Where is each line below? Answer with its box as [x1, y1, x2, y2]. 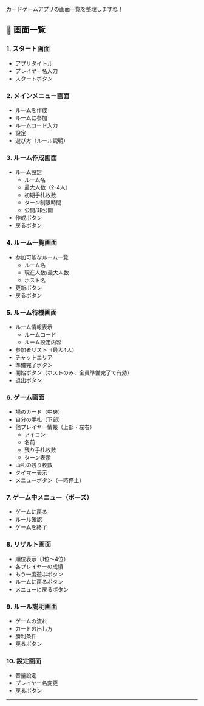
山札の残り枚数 [15, 461, 53, 469]
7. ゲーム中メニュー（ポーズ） [6, 494, 93, 502]
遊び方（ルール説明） [15, 136, 69, 144]
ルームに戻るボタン [15, 578, 64, 585]
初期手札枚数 [24, 191, 56, 199]
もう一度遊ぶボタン [15, 570, 64, 578]
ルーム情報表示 [15, 323, 53, 330]
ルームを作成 [15, 106, 47, 114]
